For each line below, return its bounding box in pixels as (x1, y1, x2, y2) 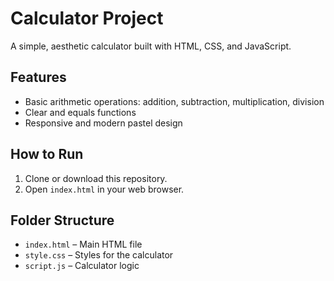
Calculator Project (10, 7, 164, 30)
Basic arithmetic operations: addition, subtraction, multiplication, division (24, 95, 325, 107)
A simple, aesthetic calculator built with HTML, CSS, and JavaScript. (10, 40, 292, 52)
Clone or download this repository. (24, 172, 168, 184)
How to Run (10, 146, 84, 163)
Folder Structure (10, 212, 115, 229)
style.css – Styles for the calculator (24, 249, 174, 261)
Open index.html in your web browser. (24, 183, 185, 195)
